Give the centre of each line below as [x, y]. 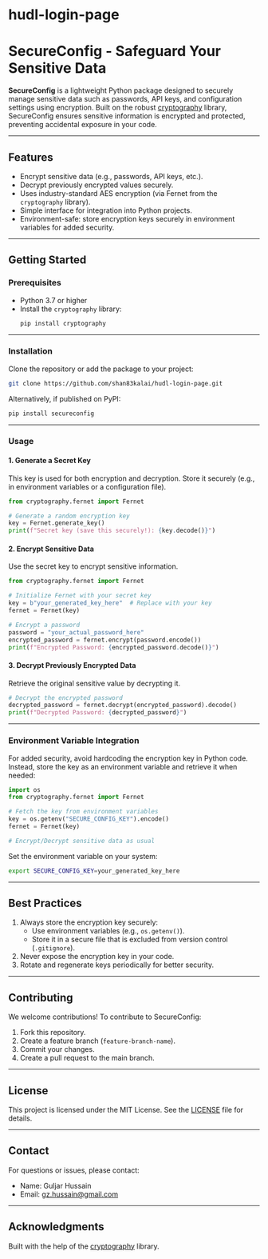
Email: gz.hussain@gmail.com [69, 1194]
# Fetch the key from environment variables [83, 812]
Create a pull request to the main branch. [87, 1058]
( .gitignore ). [53, 948]
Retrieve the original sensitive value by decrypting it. [95, 683]
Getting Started [47, 260]
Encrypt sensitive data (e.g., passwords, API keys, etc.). [111, 176]
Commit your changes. [57, 1049]
